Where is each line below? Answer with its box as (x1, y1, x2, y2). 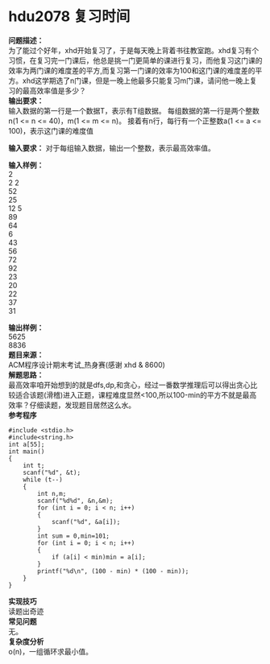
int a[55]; (8, 440, 45, 448)
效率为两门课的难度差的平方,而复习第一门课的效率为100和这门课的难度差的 (8, 65, 255, 75)
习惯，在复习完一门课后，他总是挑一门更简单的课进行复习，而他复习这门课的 (8, 56, 263, 65)
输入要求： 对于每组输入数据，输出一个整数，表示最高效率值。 (8, 142, 215, 153)
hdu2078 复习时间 (8, 7, 131, 26)
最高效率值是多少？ (22, 85, 86, 95)
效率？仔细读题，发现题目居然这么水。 (8, 400, 135, 410)
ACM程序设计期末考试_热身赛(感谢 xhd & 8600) (8, 360, 165, 369)
